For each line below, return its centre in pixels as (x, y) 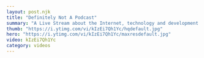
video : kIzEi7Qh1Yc (31, 40)
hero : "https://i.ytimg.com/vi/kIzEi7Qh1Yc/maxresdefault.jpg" (89, 34)
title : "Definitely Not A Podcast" (52, 18)
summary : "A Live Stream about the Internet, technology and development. (104, 23)
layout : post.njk (28, 12)
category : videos (28, 46)
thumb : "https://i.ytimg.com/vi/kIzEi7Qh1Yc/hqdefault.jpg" (85, 29)
